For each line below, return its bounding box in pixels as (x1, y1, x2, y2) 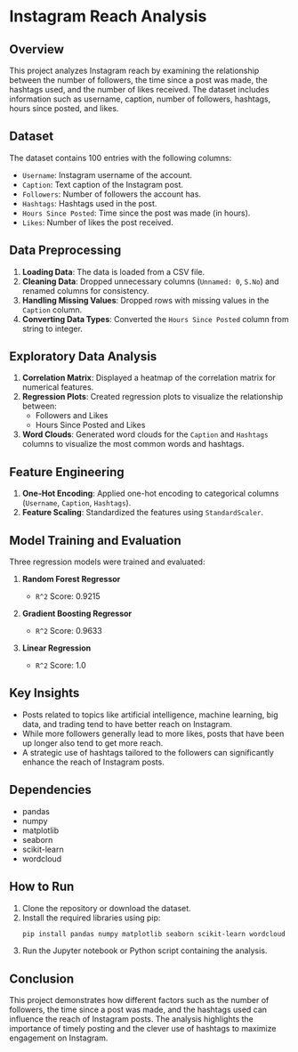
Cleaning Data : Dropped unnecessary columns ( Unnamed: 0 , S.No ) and (21, 276, 279, 287)
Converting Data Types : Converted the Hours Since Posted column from (21, 313, 289, 324)
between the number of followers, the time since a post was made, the (9, 75, 269, 85)
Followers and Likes (35, 410, 109, 421)
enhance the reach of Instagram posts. (21, 757, 165, 767)
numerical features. (21, 382, 94, 392)
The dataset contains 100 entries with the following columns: (9, 152, 232, 163)
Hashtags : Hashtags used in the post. (21, 198, 157, 208)
